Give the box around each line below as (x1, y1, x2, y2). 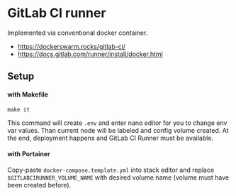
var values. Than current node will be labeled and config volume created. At (7, 126, 229, 134)
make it (7, 106, 30, 113)
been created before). (7, 180, 72, 189)
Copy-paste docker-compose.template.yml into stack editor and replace (7, 165, 215, 174)
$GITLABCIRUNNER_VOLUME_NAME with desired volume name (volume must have (7, 173, 229, 182)
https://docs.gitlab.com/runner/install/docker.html (17, 50, 163, 58)
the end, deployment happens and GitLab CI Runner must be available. (7, 134, 214, 142)
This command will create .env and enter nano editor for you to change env (7, 119, 227, 127)
